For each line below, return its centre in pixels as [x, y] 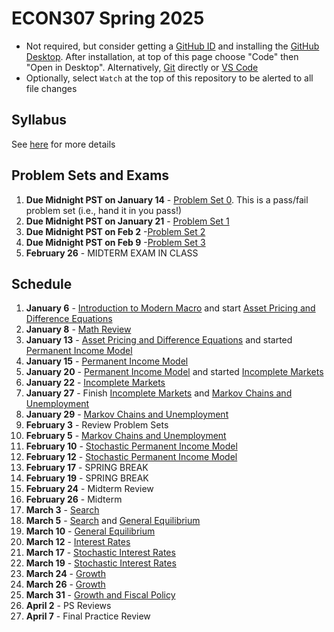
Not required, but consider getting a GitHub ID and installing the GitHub [172, 46]
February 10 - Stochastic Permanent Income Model [131, 446]
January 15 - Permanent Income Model [107, 361]
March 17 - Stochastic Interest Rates [100, 553]
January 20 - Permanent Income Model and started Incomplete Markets [174, 372]
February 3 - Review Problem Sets [97, 425]
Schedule [42, 283]
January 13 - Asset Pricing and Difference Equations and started [159, 340]
